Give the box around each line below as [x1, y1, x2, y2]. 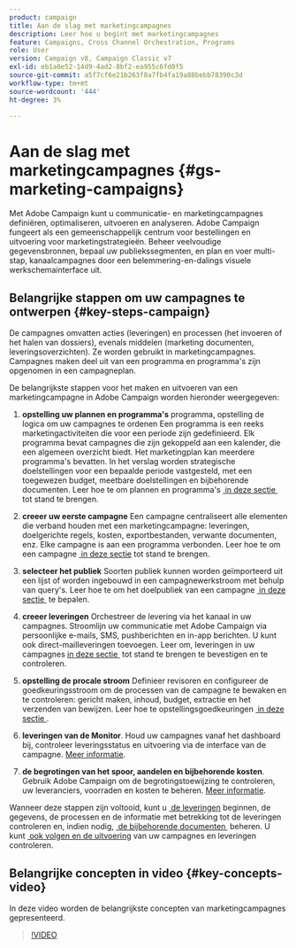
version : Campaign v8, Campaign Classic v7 [9, 54, 172, 63]
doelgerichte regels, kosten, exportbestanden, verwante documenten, [21, 530, 277, 540]
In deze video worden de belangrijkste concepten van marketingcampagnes [9, 903, 286, 913]
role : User [9, 46, 49, 55]
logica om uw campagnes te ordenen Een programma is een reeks [21, 418, 264, 430]
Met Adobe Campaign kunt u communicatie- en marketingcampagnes [9, 208, 263, 219]
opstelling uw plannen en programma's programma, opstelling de [21, 409, 265, 420]
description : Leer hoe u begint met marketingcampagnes [9, 29, 219, 38]
